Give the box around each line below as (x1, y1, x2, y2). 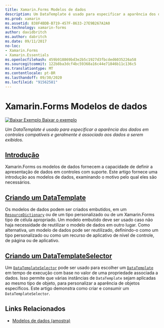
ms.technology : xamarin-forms (5, 25, 67, 30)
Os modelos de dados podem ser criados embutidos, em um (5, 206, 127, 212)
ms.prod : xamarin (5, 16, 41, 21)
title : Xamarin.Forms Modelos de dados (5, 7, 86, 12)
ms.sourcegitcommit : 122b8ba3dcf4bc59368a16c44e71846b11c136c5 (5, 61, 137, 66)
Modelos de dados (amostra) (12, 318, 71, 324)
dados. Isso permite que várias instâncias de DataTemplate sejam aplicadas (5, 275, 156, 281)
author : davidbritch (5, 30, 47, 35)
